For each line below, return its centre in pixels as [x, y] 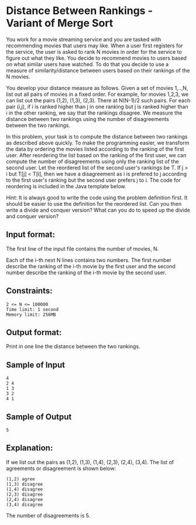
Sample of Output [39, 417]
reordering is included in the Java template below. [66, 186]
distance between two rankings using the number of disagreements [88, 119]
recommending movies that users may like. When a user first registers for [94, 46]
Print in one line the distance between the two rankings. [73, 347]
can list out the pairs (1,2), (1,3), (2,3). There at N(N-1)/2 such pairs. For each [98, 100]
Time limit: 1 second [32, 309]
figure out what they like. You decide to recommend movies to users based [97, 58]
